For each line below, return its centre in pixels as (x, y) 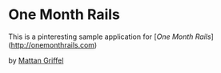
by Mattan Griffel (36, 60)
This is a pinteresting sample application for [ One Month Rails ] (111, 36)
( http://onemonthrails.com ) (53, 44)
